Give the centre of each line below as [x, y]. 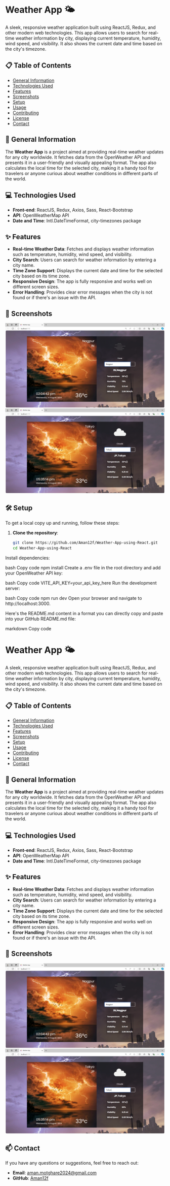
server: [13, 588]
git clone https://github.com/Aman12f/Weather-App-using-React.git [85, 542]
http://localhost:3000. [28, 603]
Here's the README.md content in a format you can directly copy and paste [84, 613]
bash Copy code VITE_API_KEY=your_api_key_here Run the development [81, 583]
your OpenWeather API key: [34, 573]
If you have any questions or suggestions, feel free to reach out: [72, 1163]
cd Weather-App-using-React [42, 548]
